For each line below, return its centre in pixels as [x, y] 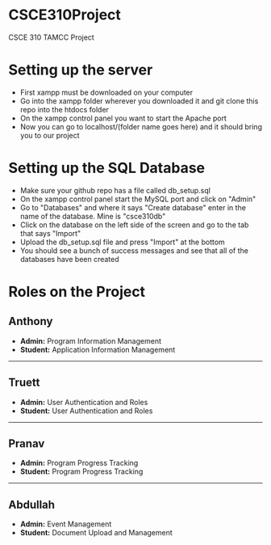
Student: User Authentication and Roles [86, 411]
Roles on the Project [77, 292]
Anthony [31, 321]
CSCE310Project [65, 15]
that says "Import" [50, 233]
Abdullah [31, 504]
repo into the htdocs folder [64, 109]
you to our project [50, 135]
